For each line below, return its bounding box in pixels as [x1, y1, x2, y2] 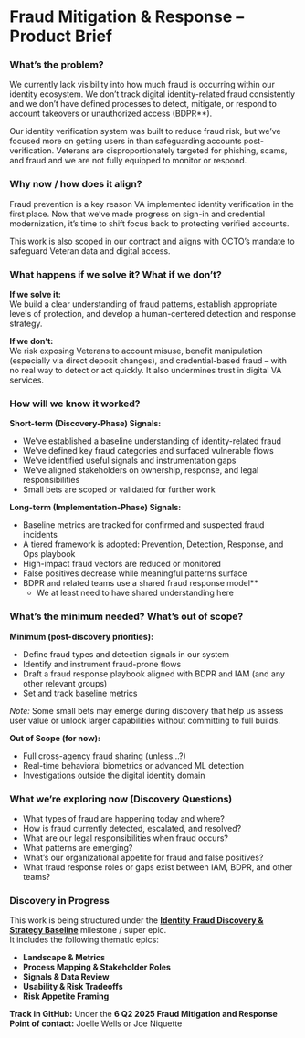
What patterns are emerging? [22, 842, 133, 853]
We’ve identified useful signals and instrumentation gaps [22, 455, 237, 467]
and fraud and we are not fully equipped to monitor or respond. [9, 155, 247, 166]
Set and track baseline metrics [22, 687, 138, 698]
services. [9, 374, 44, 385]
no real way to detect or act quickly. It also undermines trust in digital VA [9, 365, 282, 376]
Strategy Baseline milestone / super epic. [9, 925, 167, 936]
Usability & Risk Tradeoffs [22, 981, 123, 992]
